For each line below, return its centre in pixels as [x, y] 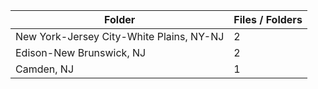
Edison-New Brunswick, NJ [81, 52]
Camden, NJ [45, 69]
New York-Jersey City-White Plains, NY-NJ [120, 36]
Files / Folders [268, 19]
